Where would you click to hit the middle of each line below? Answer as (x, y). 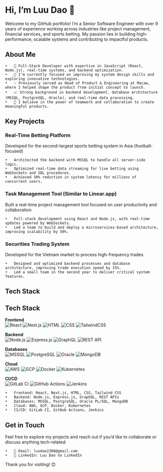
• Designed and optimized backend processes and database (68, 264)
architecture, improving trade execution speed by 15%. (63, 268)
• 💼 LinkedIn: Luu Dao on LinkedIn (44, 455)
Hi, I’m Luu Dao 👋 (40, 10)
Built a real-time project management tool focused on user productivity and (81, 204)
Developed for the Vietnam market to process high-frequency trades (74, 255)
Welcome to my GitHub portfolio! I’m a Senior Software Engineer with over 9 (81, 24)
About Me (20, 55)
